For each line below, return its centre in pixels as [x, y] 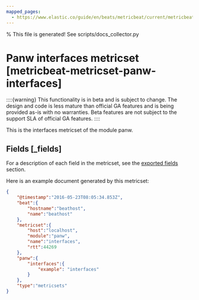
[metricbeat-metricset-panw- [81, 70]
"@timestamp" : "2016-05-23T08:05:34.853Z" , [70, 198]
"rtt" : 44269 [42, 247]
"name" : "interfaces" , [54, 242]
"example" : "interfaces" [68, 269]
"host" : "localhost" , [53, 230]
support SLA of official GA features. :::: [53, 119]
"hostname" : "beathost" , [57, 209]
